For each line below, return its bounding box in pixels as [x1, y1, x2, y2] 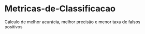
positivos [4, 24, 23, 29]
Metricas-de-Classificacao [4, 3, 116, 14]
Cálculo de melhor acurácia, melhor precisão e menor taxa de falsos [4, 19, 141, 25]
